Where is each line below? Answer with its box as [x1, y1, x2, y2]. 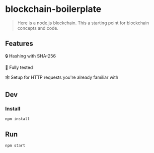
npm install [5, 116, 30, 122]
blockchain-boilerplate [5, 3, 102, 15]
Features [5, 40, 33, 48]
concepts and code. [17, 25, 59, 31]
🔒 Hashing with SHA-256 [5, 53, 56, 59]
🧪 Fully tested [5, 64, 33, 70]
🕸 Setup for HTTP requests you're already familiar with [5, 74, 119, 80]
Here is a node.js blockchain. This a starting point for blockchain [17, 20, 149, 26]
